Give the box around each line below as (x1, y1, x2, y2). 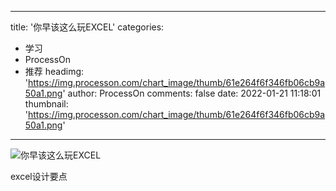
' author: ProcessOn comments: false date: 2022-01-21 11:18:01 (62, 87, 322, 99)
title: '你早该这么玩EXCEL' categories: (10, 21, 165, 33)
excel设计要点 (10, 171, 68, 182)
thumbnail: (24, 98, 69, 110)
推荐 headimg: (24, 66, 85, 77)
